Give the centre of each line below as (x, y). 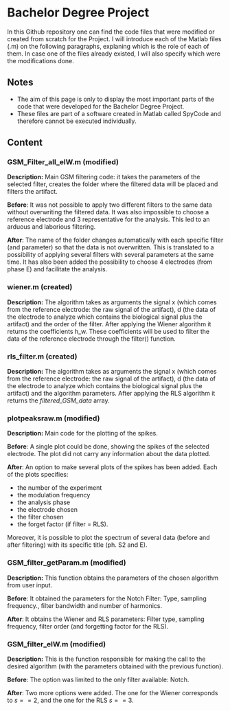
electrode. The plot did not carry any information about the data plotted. (109, 454)
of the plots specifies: (38, 475)
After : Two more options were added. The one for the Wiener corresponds (113, 692)
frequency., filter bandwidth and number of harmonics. (85, 605)
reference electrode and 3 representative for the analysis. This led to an (109, 219)
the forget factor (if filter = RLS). (62, 524)
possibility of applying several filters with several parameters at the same (111, 255)
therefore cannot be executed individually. (77, 121)
